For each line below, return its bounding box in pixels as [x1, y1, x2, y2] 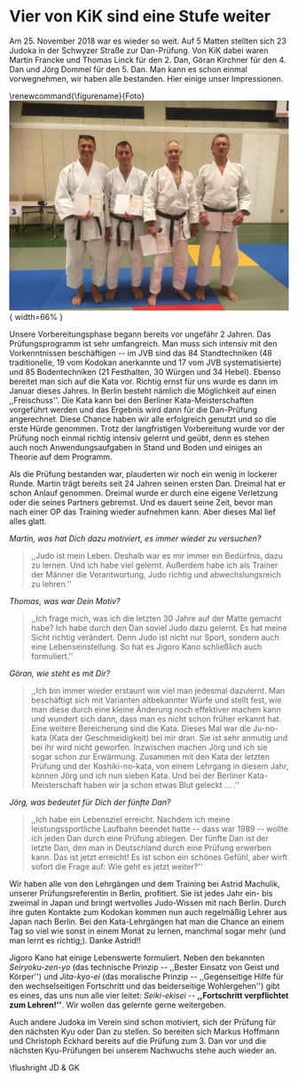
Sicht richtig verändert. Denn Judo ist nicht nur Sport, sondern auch [30, 632, 279, 642]
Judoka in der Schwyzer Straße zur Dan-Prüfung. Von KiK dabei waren [9, 44, 269, 55]
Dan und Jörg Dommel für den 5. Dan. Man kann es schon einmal [9, 64, 248, 75]
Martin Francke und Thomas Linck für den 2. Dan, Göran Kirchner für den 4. [9, 54, 286, 65]
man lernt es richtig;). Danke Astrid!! [9, 935, 142, 945]
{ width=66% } [9, 311, 64, 322]
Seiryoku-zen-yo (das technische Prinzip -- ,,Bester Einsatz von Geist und [9, 961, 279, 972]
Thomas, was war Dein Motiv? [9, 595, 121, 606]
